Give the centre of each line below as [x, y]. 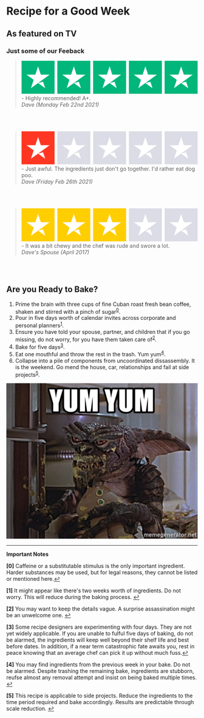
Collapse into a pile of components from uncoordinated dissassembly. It [105, 361]
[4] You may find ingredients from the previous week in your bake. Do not [98, 664]
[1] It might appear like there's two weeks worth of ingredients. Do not [93, 591]
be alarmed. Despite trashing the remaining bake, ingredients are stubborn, [100, 671]
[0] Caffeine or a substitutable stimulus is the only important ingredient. [96, 566]
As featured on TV [42, 34]
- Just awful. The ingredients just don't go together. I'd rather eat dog [108, 169]
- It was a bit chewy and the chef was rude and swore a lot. [95, 246]
